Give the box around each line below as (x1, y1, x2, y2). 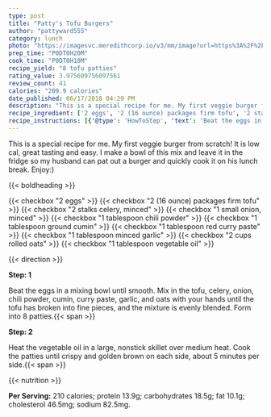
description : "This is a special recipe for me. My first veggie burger (8, 102, 258, 110)
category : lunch (8, 34, 63, 43)
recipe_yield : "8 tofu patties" (8, 65, 117, 73)
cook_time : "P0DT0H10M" (8, 57, 89, 65)
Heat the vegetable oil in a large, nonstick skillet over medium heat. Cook (8, 342, 252, 352)
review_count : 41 (8, 79, 67, 87)
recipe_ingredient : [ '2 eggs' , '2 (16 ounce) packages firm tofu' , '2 (8, 110, 251, 118)
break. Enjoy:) (8, 165, 55, 174)
